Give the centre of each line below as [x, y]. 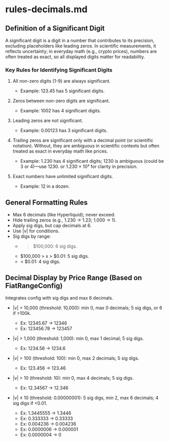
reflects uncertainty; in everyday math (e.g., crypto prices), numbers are [81, 51]
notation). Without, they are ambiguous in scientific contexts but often [86, 146]
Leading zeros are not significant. [48, 120]
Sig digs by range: [32, 236]
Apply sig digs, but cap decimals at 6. [52, 226]
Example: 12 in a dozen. [45, 186]
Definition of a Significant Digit [55, 28]
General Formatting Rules [47, 202]
